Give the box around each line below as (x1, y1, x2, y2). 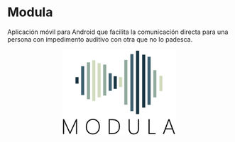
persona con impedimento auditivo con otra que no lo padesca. (7, 35, 193, 43)
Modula (7, 4, 53, 20)
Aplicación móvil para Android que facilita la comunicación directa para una (7, 28, 229, 36)
